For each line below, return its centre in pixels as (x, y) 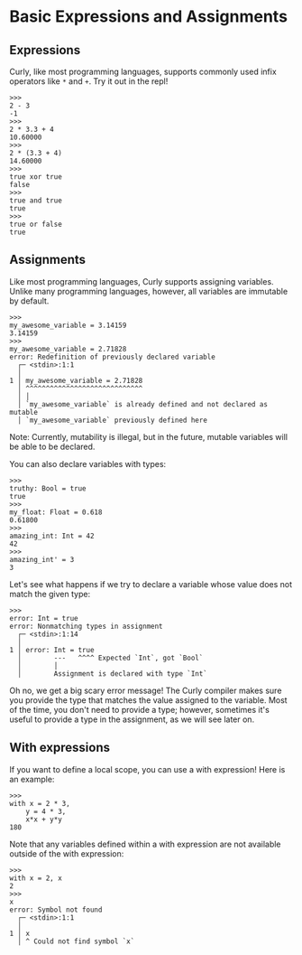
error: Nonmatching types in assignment (87, 626)
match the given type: (50, 594)
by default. (29, 301)
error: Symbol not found (56, 910)
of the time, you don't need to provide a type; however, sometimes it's (140, 709)
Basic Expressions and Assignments (149, 17)
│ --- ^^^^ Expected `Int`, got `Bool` (110, 658)
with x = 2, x (36, 878)
